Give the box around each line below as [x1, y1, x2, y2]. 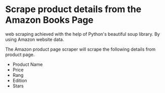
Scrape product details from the [5, 4, 142, 15]
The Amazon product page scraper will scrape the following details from [5, 46, 156, 52]
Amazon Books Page [5, 14, 94, 26]
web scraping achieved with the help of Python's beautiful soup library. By [5, 31, 160, 37]
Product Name [12, 61, 43, 67]
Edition [12, 77, 27, 83]
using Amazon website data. [5, 36, 65, 42]
